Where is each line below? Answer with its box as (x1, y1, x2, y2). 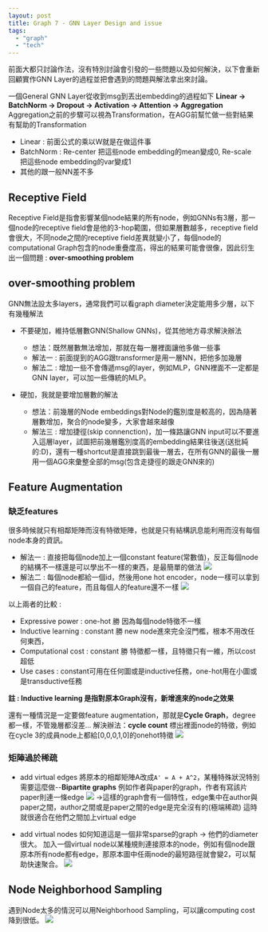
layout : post (8, 11, 52, 20)
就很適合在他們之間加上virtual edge (19, 812, 137, 822)
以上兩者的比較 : (8, 599, 61, 609)
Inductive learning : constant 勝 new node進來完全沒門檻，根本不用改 (19, 626, 249, 636)
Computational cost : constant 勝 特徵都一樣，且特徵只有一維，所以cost (19, 646, 256, 656)
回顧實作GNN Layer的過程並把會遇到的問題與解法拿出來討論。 (8, 74, 213, 84)
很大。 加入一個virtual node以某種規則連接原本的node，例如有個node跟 (19, 839, 255, 849)
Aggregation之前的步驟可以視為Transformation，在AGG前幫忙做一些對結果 (8, 110, 254, 120)
